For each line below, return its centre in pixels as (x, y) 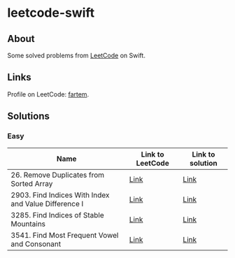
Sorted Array (32, 183)
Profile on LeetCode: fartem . (48, 94)
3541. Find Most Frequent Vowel (65, 235)
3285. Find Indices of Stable (57, 215)
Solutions (29, 116)
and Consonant (36, 244)
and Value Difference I (47, 203)
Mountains (28, 224)
